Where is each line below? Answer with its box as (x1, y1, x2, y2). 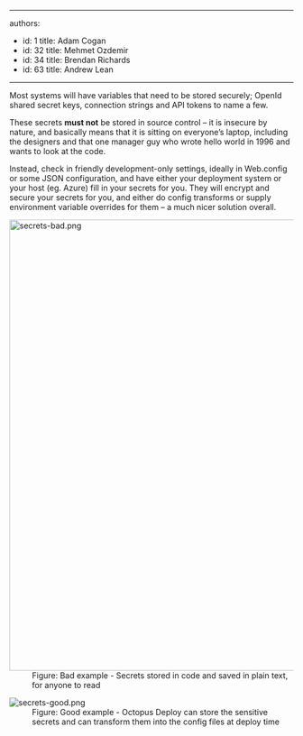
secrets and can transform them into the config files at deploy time (32, 716, 280, 727)
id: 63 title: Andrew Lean (22, 64, 115, 75)
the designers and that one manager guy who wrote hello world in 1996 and (9, 136, 290, 147)
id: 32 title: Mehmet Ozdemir (22, 45, 129, 55)
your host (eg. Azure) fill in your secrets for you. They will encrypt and (9, 182, 271, 193)
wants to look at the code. (9, 146, 106, 156)
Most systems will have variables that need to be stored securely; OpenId (9, 90, 282, 100)
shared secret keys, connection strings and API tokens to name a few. (9, 100, 269, 110)
